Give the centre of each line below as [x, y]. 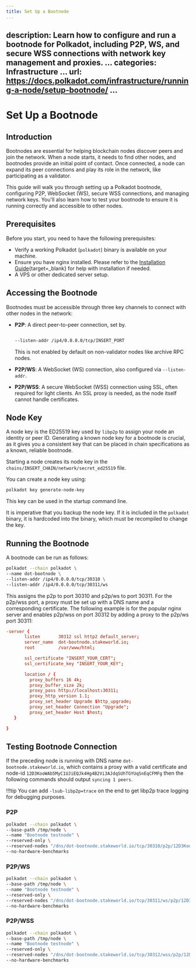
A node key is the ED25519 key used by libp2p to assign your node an [90, 432]
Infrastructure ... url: [44, 72]
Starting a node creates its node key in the [57, 462]
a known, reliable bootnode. [39, 450]
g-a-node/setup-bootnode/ [57, 90]
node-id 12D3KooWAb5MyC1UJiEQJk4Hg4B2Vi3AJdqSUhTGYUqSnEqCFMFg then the [95, 773]
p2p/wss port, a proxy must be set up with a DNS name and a [80, 602]
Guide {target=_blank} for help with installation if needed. [83, 268]
